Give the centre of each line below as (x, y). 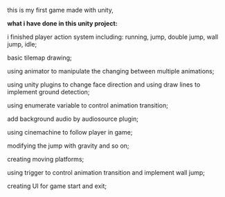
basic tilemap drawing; (40, 58)
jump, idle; (22, 44)
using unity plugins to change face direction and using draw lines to (104, 85)
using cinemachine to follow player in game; (70, 132)
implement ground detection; (48, 92)
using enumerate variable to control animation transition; (88, 105)
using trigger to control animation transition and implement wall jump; (106, 172)
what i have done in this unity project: (62, 23)
